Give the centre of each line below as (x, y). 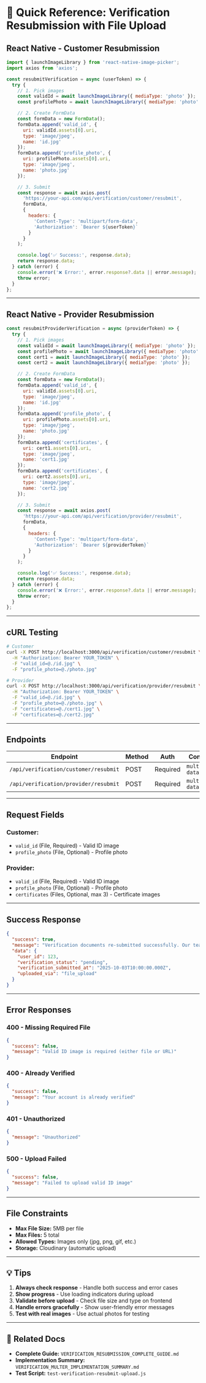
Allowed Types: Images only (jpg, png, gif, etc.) (76, 1241)
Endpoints (26, 740)
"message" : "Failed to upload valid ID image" (72, 1183)
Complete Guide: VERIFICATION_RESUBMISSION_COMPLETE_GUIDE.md (97, 1354)
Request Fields (35, 814)
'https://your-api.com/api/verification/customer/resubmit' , (102, 198)
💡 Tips (19, 1273)
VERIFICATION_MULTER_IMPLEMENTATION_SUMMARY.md (77, 1367)
